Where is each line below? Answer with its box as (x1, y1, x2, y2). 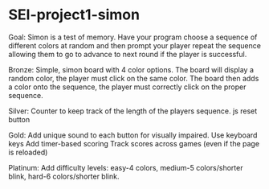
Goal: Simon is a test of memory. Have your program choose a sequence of (8, 32, 258, 42)
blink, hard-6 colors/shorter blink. (8, 171, 120, 181)
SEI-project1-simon (8, 6, 141, 24)
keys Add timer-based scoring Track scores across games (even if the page (8, 138, 259, 148)
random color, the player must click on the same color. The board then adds (8, 73, 259, 83)
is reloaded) (8, 147, 48, 157)
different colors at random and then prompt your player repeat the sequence (8, 40, 261, 50)
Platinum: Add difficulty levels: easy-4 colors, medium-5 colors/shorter (8, 162, 243, 172)
